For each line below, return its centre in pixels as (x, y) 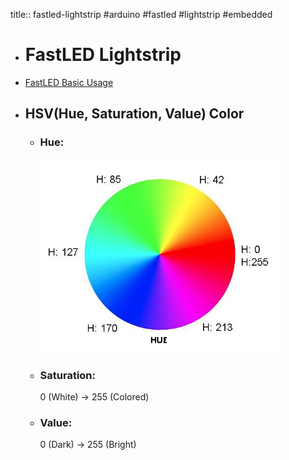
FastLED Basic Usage (69, 82)
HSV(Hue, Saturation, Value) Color (134, 114)
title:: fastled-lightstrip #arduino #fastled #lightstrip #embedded (141, 14)
